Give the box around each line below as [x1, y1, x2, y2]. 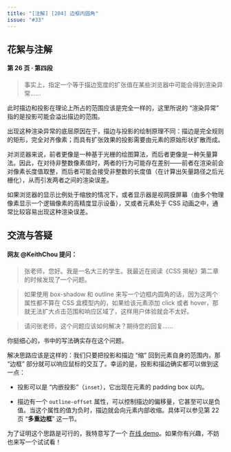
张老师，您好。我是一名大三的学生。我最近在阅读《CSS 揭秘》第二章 [23, 267, 219, 275]
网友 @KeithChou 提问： [7, 250, 78, 258]
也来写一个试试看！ [7, 438, 62, 446]
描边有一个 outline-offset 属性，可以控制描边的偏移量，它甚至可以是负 [16, 397, 221, 405]
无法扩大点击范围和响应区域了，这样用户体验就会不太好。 [30, 307, 193, 315]
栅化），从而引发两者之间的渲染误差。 [7, 176, 113, 184]
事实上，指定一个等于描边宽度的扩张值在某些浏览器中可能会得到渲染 [23, 80, 217, 89]
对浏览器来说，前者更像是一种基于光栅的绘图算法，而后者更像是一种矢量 [7, 150, 212, 159]
